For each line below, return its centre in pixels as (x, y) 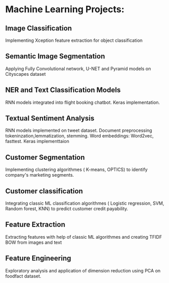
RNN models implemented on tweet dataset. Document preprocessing (79, 130)
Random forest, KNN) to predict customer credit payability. (67, 209)
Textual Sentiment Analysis (50, 118)
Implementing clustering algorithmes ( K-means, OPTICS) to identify (76, 169)
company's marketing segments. (40, 175)
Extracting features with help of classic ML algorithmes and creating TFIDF (84, 237)
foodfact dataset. (23, 276)
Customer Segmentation (45, 157)
